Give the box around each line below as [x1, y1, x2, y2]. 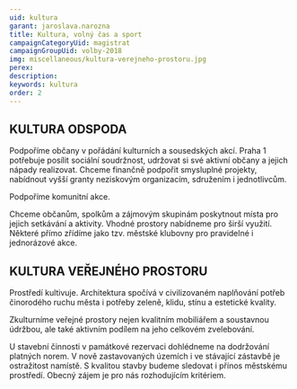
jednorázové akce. [9, 237, 78, 248]
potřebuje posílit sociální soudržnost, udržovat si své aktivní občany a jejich [9, 155, 289, 166]
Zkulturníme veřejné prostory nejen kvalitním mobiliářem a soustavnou [9, 314, 269, 325]
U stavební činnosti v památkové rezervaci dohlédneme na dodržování [9, 341, 270, 352]
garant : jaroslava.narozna [9, 22, 110, 31]
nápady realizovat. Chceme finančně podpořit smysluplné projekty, [9, 164, 258, 175]
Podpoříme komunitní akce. [9, 191, 110, 202]
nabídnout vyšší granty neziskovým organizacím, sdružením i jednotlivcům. [9, 174, 287, 185]
